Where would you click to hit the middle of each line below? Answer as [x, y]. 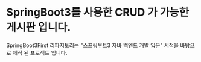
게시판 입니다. [39, 27]
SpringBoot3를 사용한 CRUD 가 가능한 [97, 12]
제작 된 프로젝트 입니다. [40, 52]
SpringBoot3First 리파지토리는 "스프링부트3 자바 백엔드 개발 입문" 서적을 [93, 45]
